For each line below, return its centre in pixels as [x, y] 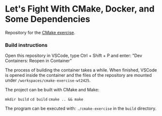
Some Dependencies [48, 19]
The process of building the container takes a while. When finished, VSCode [81, 70]
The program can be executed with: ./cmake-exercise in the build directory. [81, 109]
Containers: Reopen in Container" [38, 61]
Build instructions [26, 45]
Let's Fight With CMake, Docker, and [80, 9]
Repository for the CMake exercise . [40, 32]
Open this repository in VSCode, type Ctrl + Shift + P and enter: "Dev [74, 56]
